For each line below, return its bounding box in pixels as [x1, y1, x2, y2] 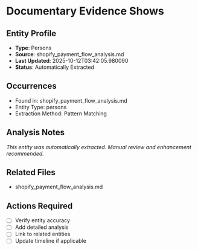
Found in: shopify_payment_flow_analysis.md [14, 97, 128, 104]
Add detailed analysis [14, 223, 69, 231]
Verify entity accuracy [14, 217, 71, 224]
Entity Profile [6, 28, 56, 39]
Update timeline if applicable [14, 237, 86, 245]
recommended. [6, 150, 44, 157]
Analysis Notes [6, 127, 65, 138]
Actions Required [6, 200, 73, 211]
